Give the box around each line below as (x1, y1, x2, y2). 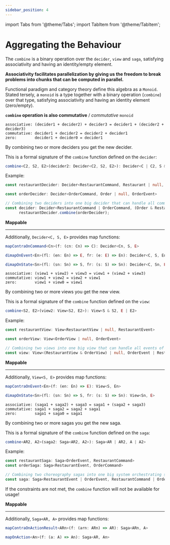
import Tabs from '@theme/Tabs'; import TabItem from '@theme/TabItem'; (5, 21, 161, 27)
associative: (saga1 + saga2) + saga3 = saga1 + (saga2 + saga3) (5, 402, 146, 407)
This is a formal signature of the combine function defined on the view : (5, 299, 150, 305)
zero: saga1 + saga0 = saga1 (5, 411, 82, 416)
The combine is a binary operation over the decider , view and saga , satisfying (5, 56, 164, 62)
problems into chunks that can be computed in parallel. (5, 76, 124, 82)
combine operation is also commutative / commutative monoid (5, 112, 134, 118)
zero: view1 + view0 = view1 (5, 280, 82, 285)
